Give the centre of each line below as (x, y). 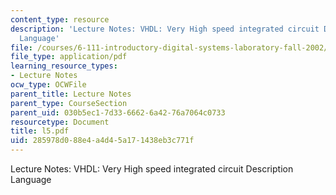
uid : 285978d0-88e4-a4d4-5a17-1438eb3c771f (102, 141)
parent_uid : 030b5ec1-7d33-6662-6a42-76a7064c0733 (118, 112)
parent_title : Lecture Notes (71, 94)
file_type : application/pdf (69, 57)
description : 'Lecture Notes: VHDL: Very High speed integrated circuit (165, 29)
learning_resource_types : (64, 66)
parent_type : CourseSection (69, 103)
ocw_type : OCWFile (48, 85)
